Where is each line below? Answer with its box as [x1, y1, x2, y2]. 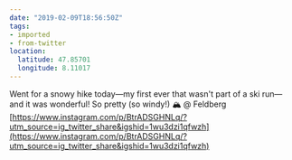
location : [9, 47, 47, 56]
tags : [9, 22, 30, 31]
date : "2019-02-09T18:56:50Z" [9, 13, 124, 23]
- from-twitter [9, 38, 67, 48]
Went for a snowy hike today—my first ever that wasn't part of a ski [9, 88, 260, 99]
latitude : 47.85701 [17, 55, 91, 64]
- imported [9, 30, 51, 39]
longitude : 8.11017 [17, 64, 91, 73]
